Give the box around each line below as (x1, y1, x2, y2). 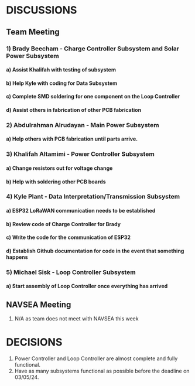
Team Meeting (6, 27, 60, 37)
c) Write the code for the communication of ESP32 (6, 234, 131, 241)
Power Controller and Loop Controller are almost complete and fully (14, 355, 178, 362)
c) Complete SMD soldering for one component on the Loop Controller (6, 93, 180, 100)
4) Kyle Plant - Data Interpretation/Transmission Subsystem (6, 193, 180, 201)
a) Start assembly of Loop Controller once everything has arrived (6, 282, 168, 290)
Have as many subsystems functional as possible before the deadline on (14, 367, 190, 375)
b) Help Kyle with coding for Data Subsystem (6, 80, 118, 87)
